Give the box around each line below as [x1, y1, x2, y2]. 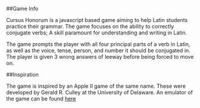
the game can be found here [6, 95, 76, 102]
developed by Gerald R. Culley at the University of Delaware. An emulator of [6, 89, 193, 96]
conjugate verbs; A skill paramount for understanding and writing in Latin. [6, 29, 187, 36]
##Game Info [6, 5, 39, 12]
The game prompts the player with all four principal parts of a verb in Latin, [6, 41, 190, 47]
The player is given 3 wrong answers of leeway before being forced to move [6, 53, 194, 60]
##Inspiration [6, 71, 39, 78]
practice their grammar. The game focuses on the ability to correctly [6, 23, 174, 30]
